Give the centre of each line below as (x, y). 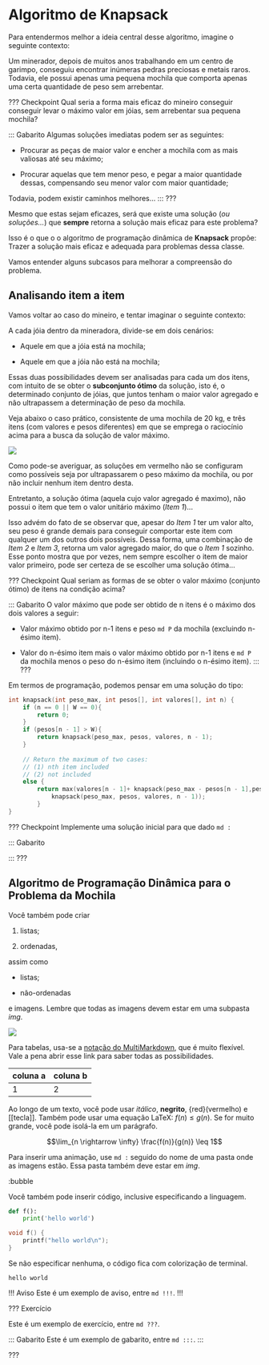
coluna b (70, 1076)
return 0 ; (53, 715)
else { (34, 782)
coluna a (29, 1076)
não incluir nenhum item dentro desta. (71, 483)
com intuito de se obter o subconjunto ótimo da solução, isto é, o (117, 386)
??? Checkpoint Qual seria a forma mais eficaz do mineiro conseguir (121, 102)
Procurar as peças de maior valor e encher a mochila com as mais (129, 150)
